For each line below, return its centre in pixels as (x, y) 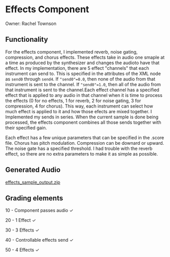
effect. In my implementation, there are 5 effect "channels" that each (77, 68)
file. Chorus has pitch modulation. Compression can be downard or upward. (85, 143)
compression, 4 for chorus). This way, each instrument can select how (79, 106)
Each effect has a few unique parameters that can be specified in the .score (85, 137)
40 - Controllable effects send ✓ (39, 240)
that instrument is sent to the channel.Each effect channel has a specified (82, 90)
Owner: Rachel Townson (31, 23)
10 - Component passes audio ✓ (39, 211)
